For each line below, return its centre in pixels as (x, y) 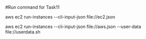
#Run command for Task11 (32, 7)
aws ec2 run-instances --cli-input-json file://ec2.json (60, 17)
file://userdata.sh (23, 32)
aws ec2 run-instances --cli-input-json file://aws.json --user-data (73, 26)
